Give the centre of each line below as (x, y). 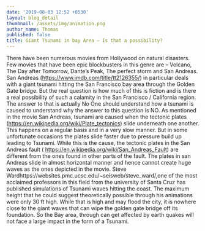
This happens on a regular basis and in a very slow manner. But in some (97, 130)
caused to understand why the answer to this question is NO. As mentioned (102, 110)
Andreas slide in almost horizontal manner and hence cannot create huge (99, 162)
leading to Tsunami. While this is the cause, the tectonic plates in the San (98, 143)
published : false (28, 35)
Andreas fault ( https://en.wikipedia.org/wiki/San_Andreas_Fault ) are (92, 149)
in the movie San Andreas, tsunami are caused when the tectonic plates (97, 117)
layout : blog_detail (33, 18)
